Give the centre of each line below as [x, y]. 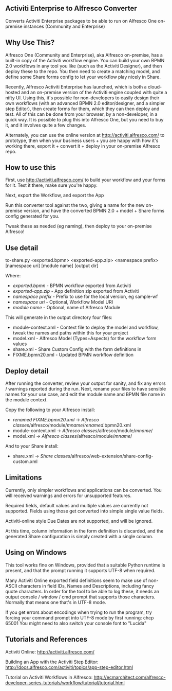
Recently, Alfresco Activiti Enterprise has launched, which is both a [76, 86]
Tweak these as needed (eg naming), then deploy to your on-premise [79, 226]
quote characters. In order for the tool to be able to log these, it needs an [82, 591]
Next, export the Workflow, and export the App [55, 196]
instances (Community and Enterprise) [64, 26]
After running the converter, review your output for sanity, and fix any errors [85, 383]
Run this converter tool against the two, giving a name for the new [75, 205]
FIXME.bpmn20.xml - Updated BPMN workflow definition [73, 355]
